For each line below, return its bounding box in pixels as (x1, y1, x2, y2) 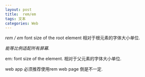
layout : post (5, 7, 32, 12)
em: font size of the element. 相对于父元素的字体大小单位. (5, 56, 122, 62)
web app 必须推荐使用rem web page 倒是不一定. (5, 66, 103, 72)
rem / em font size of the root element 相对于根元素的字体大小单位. (5, 35, 140, 41)
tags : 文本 (5, 16, 26, 21)
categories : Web (5, 21, 38, 26)
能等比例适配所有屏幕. (5, 45, 50, 51)
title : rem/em (5, 12, 36, 17)
